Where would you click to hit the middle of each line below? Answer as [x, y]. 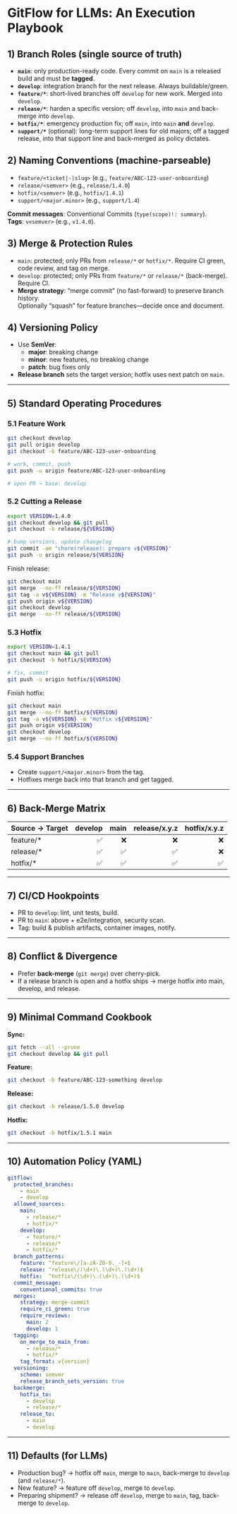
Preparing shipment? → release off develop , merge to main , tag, [109, 1495]
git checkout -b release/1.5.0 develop [66, 1107]
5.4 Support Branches [46, 757]
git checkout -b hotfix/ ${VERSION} [60, 660]
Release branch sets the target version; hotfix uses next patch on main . [121, 375]
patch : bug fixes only [59, 367]
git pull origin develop [44, 445]
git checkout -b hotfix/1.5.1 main [60, 1133]
